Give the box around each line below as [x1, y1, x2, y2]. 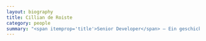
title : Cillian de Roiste [6, 14, 72, 20]
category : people [6, 20, 51, 26]
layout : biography [6, 8, 53, 15]
